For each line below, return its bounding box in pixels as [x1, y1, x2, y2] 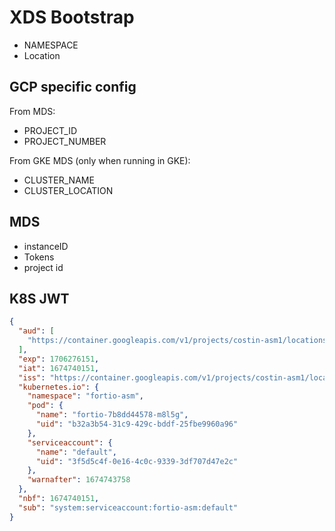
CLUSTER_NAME [23, 174, 95, 186]
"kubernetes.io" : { [18, 382, 100, 392]
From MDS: [9, 105, 56, 117]
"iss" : [18, 372, 46, 383]
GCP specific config [9, 79, 137, 96]
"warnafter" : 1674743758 [27, 475, 131, 485]
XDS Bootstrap [9, 6, 135, 29]
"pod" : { [27, 401, 64, 411]
